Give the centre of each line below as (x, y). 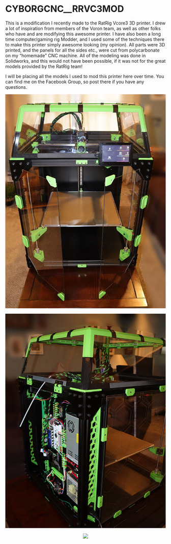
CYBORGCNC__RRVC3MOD (65, 9)
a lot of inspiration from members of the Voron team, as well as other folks (83, 28)
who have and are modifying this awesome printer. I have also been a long (83, 34)
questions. (16, 87)
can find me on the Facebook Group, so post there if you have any (75, 82)
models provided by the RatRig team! (44, 66)
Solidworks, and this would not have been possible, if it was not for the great (85, 61)
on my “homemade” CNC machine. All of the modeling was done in (76, 55)
